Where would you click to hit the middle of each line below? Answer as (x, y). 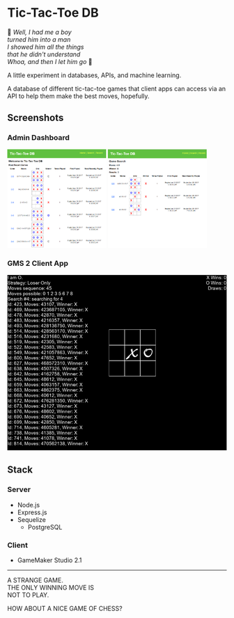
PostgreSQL (45, 527)
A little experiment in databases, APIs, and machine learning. (94, 75)
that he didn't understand (44, 54)
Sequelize (32, 519)
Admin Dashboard (38, 138)
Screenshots (36, 118)
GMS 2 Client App (38, 264)
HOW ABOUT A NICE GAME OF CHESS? (65, 608)
